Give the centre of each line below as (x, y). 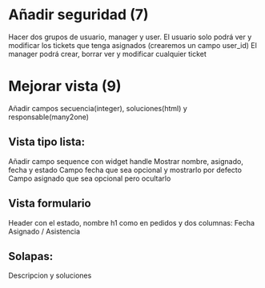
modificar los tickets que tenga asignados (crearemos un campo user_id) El (133, 45)
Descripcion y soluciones (50, 276)
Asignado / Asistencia (44, 231)
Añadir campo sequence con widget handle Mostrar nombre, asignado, (126, 161)
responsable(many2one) (49, 117)
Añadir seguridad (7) (79, 15)
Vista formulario (50, 204)
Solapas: (31, 256)
